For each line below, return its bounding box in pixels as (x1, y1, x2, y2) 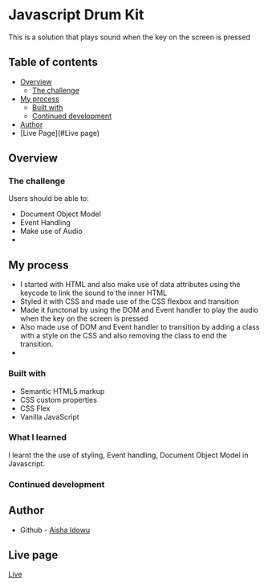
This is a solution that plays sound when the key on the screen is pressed (8, 32, 251, 42)
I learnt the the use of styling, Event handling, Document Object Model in (8, 450, 249, 460)
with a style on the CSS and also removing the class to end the (19, 331, 227, 341)
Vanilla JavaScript (19, 412, 80, 421)
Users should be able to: (8, 194, 90, 203)
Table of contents (8, 55, 98, 69)
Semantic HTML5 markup (19, 386, 105, 395)
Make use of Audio (19, 227, 83, 236)
